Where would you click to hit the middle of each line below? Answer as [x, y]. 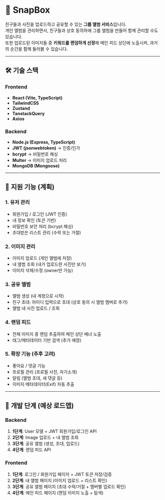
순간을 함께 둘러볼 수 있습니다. [39, 49]
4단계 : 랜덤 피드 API [31, 450]
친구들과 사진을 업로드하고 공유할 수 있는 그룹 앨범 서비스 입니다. [66, 24]
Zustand [21, 108]
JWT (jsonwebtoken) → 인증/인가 [46, 148]
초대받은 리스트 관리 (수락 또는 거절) [46, 232]
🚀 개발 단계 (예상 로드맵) [40, 406]
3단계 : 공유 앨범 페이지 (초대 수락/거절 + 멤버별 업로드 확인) [69, 486]
